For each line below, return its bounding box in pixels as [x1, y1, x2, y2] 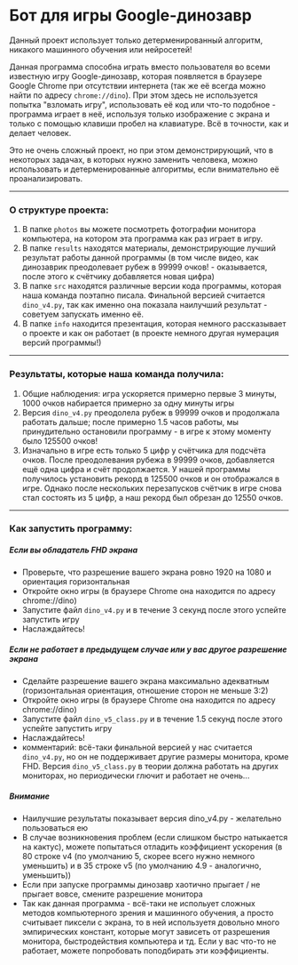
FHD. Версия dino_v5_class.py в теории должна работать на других [21, 761, 279, 772]
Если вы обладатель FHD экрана [9, 544, 138, 556]
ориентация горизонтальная [21, 576, 130, 587]
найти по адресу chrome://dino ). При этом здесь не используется [9, 90, 259, 101]
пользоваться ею [21, 823, 89, 833]
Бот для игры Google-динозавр [9, 5, 253, 26]
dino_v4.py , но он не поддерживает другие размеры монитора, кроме [21, 752, 289, 762]
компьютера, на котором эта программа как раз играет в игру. [21, 233, 263, 245]
